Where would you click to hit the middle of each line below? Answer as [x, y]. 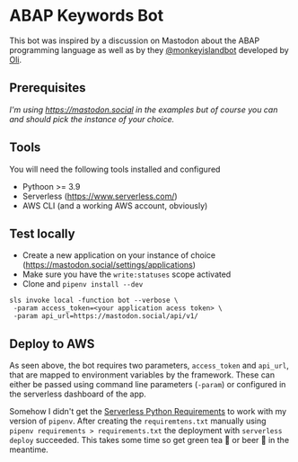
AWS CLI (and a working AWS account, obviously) [115, 205]
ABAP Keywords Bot [87, 16]
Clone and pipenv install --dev [83, 284]
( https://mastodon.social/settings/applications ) [109, 265]
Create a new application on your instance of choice [119, 255]
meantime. [29, 449]
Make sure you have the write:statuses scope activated [127, 274]
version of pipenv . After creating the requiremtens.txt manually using [138, 421]
